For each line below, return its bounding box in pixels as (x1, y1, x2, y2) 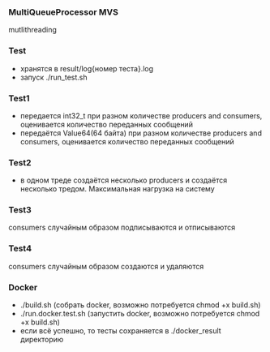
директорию (19, 335, 64, 345)
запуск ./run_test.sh (19, 72, 88, 82)
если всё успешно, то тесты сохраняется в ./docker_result (19, 326, 221, 336)
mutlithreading (8, 25, 57, 35)
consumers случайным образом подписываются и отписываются (8, 222, 236, 233)
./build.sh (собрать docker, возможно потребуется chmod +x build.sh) (19, 300, 261, 310)
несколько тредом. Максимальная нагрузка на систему (19, 184, 215, 194)
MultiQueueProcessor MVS (8, 6, 119, 18)
